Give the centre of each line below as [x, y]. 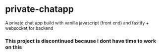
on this [14, 47]
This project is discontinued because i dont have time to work [81, 41]
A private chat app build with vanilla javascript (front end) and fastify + [77, 23]
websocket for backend [29, 28]
